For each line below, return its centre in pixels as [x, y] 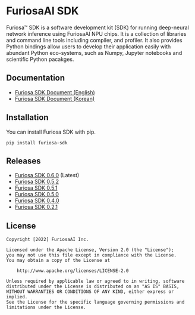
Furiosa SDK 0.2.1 [36, 207]
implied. [17, 297]
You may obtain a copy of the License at [58, 261]
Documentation [36, 78]
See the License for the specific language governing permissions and [95, 302]
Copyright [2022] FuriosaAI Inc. [48, 240]
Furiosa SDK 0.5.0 [37, 194]
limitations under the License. [46, 308]
